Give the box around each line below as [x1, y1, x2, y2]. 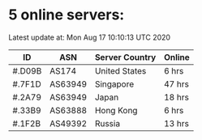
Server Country [94, 51, 157, 62]
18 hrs [163, 91, 189, 103]
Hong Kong [94, 104, 138, 116]
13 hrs [163, 117, 189, 129]
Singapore [94, 78, 135, 90]
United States [94, 65, 147, 76]
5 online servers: [8, 6, 125, 24]
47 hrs [163, 78, 189, 90]
